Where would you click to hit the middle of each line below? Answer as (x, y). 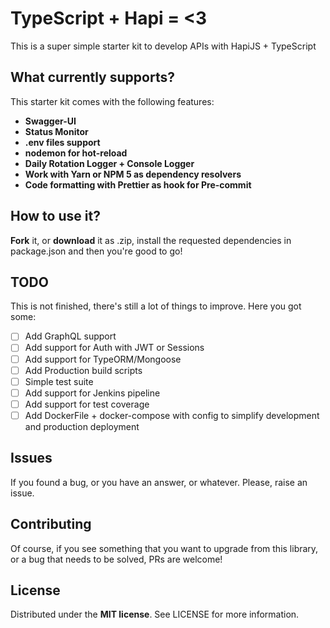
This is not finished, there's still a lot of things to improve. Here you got (156, 306)
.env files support (62, 142)
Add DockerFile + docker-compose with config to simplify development (172, 415)
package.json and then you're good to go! (96, 251)
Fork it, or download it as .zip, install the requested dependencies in (151, 240)
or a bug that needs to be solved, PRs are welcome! (116, 559)
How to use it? (55, 216)
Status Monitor (56, 131)
